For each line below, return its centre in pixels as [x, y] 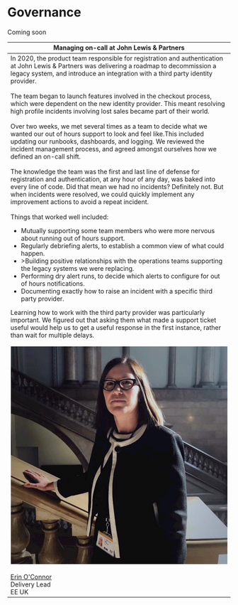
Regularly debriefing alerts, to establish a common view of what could [123, 245]
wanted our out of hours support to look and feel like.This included [107, 134]
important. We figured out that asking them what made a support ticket [113, 320]
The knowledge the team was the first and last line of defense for [105, 171]
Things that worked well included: [59, 217]
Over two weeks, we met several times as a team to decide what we [109, 126]
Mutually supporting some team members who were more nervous [118, 230]
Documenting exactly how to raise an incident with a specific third [117, 291]
